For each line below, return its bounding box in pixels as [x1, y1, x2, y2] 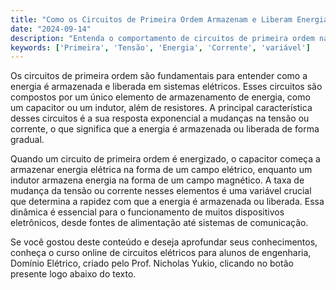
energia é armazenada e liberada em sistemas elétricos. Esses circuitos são [10, 81, 323, 93]
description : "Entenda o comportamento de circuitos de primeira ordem [10, 33, 315, 43]
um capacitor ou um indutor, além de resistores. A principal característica [10, 102, 313, 114]
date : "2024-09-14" [10, 24, 92, 34]
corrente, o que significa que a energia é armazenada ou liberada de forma [10, 123, 320, 135]
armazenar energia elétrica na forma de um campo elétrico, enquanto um [10, 164, 313, 176]
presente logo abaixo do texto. [10, 268, 137, 280]
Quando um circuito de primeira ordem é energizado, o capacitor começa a [10, 153, 321, 165]
